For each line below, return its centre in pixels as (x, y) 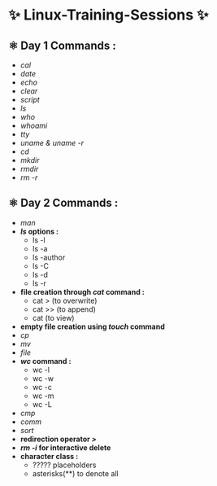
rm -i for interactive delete (65, 447)
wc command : (46, 361)
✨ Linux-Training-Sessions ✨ (108, 15)
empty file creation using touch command (92, 326)
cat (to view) (53, 317)
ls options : (39, 231)
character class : (49, 456)
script (30, 100)
